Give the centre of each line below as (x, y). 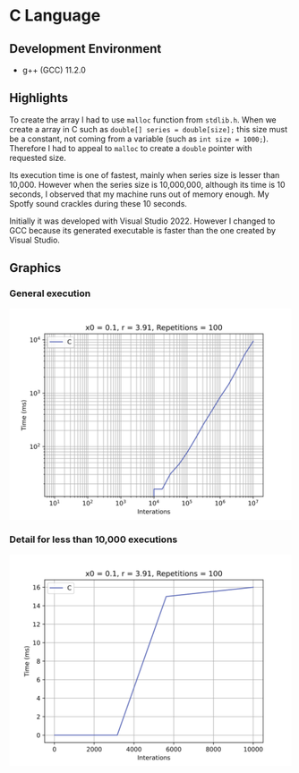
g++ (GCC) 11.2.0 (54, 70)
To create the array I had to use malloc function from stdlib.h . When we (143, 119)
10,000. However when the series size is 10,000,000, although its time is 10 (147, 184)
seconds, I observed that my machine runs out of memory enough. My (140, 194)
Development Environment (85, 49)
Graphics (35, 268)
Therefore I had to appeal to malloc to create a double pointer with (131, 148)
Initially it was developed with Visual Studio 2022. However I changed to (142, 221)
